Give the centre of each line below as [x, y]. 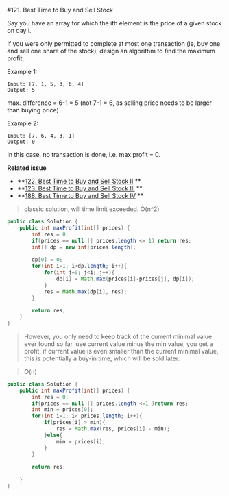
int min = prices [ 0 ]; [63, 410]
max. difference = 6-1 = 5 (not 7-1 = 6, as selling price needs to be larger [110, 103]
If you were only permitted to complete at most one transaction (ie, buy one [114, 44]
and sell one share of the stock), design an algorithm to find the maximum [111, 51]
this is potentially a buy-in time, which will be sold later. [102, 358]
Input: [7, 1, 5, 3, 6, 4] [46, 84]
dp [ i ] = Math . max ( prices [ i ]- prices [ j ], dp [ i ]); [125, 279]
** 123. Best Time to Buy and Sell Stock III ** [80, 188]
